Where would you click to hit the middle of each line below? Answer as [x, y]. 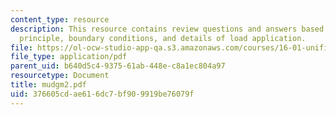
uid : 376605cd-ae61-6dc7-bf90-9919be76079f [102, 94]
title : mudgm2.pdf [48, 85]
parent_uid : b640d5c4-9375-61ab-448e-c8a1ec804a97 [118, 66]
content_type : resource [60, 19]
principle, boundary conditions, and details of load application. [163, 38]
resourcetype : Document [60, 76]
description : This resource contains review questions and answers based [167, 29]
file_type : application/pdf [69, 57]
